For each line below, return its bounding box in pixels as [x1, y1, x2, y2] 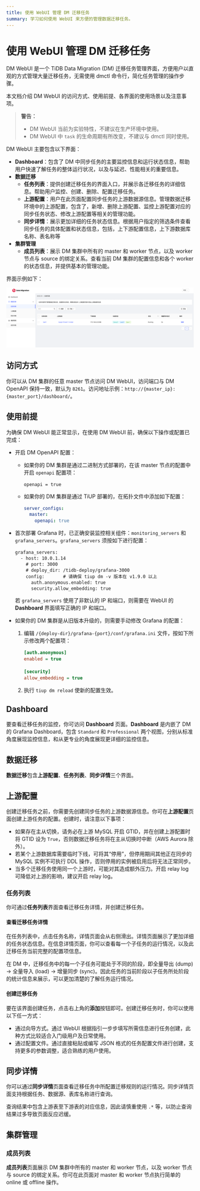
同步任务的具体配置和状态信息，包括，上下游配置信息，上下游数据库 [23, 225, 191, 233]
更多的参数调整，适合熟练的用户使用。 [20, 1047, 114, 1054]
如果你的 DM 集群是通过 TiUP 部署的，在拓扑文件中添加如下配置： [23, 493, 186, 500]
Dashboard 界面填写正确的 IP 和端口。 [14, 604, 110, 611]
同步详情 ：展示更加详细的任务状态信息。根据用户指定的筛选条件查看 [23, 218, 191, 225]
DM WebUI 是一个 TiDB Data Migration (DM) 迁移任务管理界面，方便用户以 [6, 65, 189, 72]
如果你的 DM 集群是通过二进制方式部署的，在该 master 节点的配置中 [23, 461, 191, 468]
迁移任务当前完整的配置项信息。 [6, 948, 85, 955]
